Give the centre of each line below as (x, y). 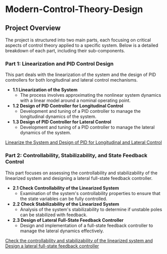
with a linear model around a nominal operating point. (75, 101)
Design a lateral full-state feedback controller (52, 246)
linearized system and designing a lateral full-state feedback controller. (79, 178)
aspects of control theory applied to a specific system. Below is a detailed (82, 45)
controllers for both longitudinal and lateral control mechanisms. (71, 80)
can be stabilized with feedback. (54, 215)
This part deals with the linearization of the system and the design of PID (80, 75)
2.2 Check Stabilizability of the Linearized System (66, 204)
